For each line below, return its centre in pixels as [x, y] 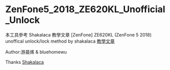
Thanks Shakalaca [25, 62]
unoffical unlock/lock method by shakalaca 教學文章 [60, 41]
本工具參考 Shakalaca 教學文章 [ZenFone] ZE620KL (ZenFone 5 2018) [79, 34]
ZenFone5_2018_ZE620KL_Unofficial [85, 9]
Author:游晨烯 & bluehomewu [36, 52]
